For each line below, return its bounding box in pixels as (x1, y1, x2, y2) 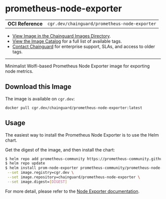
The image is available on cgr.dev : (5, 96, 75, 101)
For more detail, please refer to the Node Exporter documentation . (5, 188, 140, 194)
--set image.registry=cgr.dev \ (7, 170, 74, 175)
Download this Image (5, 83, 72, 91)
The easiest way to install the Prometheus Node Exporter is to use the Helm (5, 132, 159, 138)
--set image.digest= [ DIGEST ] (7, 179, 68, 184)
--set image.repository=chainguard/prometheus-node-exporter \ (7, 175, 140, 180)
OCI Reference (7, 20, 43, 27)
